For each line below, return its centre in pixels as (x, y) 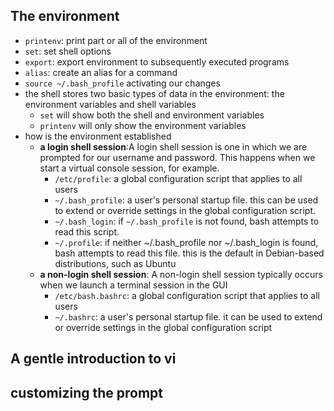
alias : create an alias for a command (101, 72)
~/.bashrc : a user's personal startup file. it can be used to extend (188, 316)
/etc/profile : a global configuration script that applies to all (178, 178)
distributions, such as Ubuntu (115, 263)
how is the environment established (98, 136)
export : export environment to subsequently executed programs (157, 61)
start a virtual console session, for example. (129, 168)
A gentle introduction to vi (93, 359)
